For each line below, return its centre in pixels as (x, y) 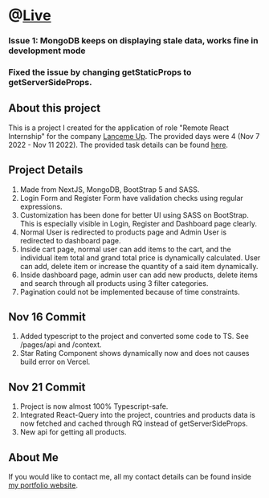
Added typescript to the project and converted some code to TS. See (134, 337)
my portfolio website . (43, 485)
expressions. (41, 206)
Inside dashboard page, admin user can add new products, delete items (139, 275)
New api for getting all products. (73, 432)
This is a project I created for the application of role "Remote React (118, 128)
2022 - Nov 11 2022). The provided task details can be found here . (118, 145)
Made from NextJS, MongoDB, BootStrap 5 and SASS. (110, 189)
